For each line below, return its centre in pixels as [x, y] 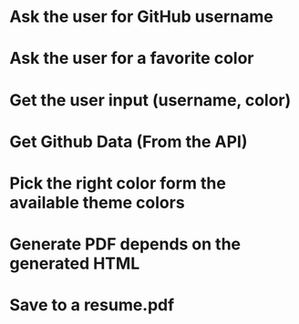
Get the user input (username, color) [150, 100]
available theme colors [97, 202]
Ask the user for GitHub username [141, 17]
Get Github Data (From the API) [129, 142]
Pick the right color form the [118, 183]
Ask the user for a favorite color [132, 59]
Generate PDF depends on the [125, 244]
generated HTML [75, 263]
